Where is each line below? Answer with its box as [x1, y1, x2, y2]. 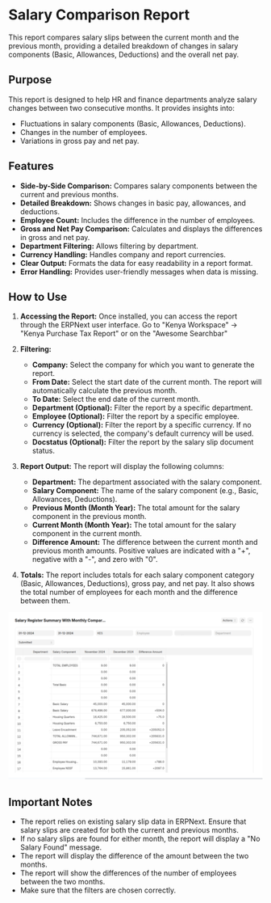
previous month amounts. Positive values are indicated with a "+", [31, 546, 251, 555]
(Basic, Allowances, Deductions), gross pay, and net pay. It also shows [19, 579, 256, 589]
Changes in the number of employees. [19, 127, 148, 137]
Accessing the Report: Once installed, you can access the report [19, 311, 238, 321]
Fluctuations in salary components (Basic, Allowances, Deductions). [19, 119, 246, 129]
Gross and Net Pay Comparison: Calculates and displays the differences [19, 224, 263, 234]
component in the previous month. [31, 512, 147, 521]
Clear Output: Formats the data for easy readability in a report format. [19, 258, 253, 268]
